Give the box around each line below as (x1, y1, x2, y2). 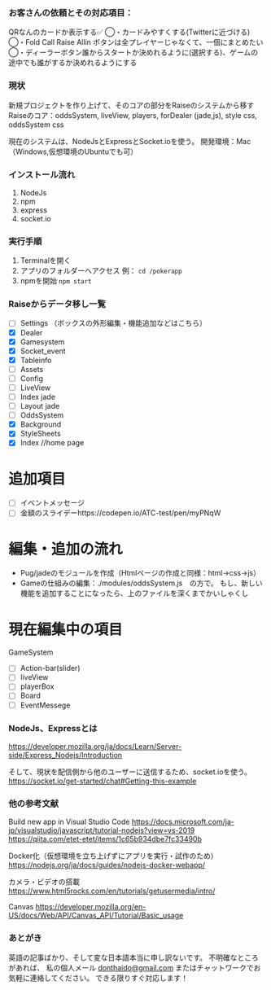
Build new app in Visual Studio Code (8, 817, 130, 827)
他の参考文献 (8, 798, 59, 809)
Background (20, 419, 62, 429)
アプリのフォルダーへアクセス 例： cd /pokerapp (20, 266, 182, 276)
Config (20, 373, 43, 383)
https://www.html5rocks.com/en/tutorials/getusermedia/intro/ (8, 886, 216, 896)
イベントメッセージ (20, 498, 85, 508)
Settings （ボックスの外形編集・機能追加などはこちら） (20, 318, 208, 328)
